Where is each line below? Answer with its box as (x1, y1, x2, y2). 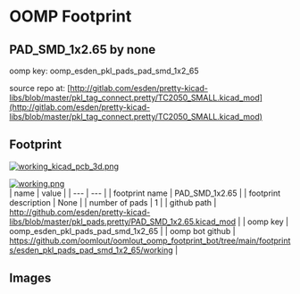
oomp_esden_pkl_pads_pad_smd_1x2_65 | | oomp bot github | (9, 225, 237, 236)
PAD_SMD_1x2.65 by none (9, 42, 156, 57)
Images (9, 271, 52, 286)
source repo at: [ (9, 83, 71, 93)
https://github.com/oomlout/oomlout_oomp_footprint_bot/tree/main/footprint (9, 235, 291, 246)
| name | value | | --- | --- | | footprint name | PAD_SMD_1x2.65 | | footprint (9, 188, 281, 198)
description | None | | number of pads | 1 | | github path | (9, 197, 217, 207)
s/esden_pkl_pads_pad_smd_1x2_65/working (9, 244, 174, 256)
